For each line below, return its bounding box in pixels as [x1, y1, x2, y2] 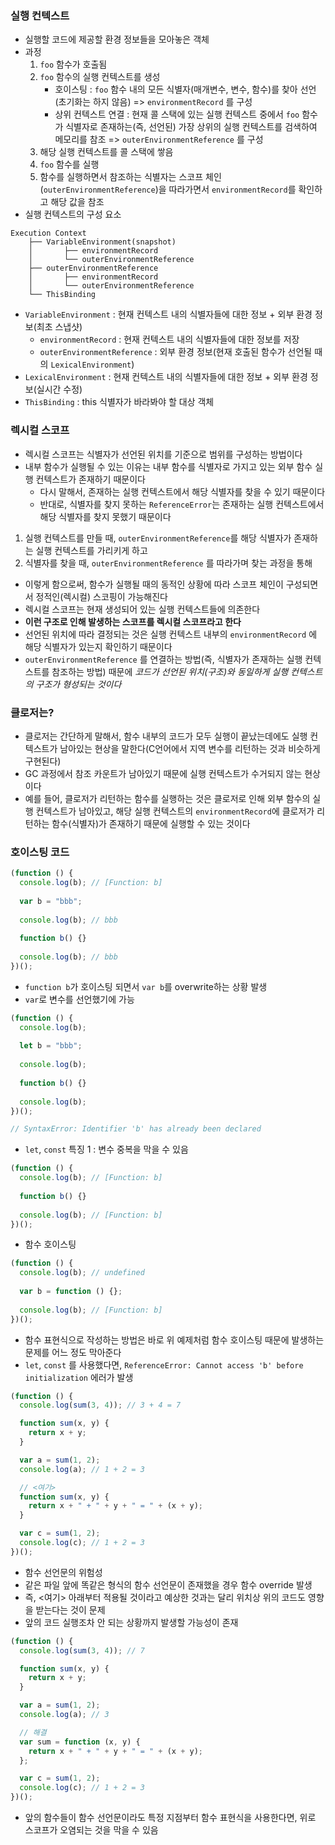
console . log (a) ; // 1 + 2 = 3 [19, 1464, 145, 1474]
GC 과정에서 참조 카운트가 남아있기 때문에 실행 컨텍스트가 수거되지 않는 [24, 767, 303, 779]
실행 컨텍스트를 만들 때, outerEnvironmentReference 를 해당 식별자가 [24, 532, 292, 544]
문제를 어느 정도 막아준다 [24, 1346, 122, 1358]
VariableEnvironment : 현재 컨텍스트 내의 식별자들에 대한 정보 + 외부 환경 [24, 308, 313, 321]
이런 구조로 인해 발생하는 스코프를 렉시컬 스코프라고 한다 [24, 615, 242, 627]
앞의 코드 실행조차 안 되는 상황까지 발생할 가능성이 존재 [24, 1616, 239, 1628]
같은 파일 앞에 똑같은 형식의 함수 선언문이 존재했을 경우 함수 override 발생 [24, 1578, 313, 1591]
